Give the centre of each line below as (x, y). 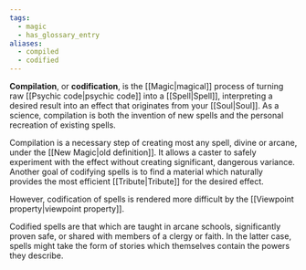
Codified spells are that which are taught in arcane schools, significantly (145, 226)
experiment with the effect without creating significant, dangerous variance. (152, 162)
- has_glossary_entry (59, 35)
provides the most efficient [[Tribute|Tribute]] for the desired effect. (137, 182)
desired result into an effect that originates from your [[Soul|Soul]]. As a (144, 105)
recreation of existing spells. (63, 125)
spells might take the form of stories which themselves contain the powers (150, 246)
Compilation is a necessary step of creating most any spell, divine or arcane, (153, 143)
